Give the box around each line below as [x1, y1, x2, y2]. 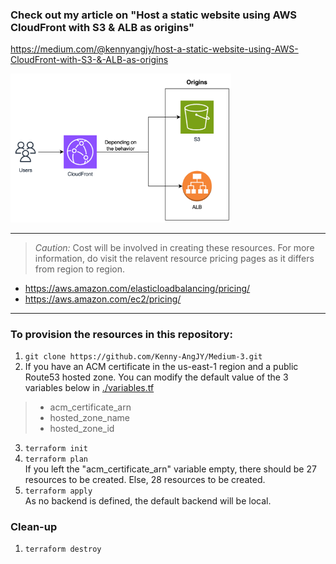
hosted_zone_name [49, 411, 130, 423]
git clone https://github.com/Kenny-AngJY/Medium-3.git [24, 351, 263, 362]
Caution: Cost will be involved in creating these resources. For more [34, 241, 315, 253]
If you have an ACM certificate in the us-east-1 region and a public [24, 360, 299, 372]
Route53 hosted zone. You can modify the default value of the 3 [24, 371, 289, 383]
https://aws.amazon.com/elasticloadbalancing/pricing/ [24, 282, 251, 294]
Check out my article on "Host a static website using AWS [10, 8, 298, 22]
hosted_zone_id [49, 422, 115, 434]
